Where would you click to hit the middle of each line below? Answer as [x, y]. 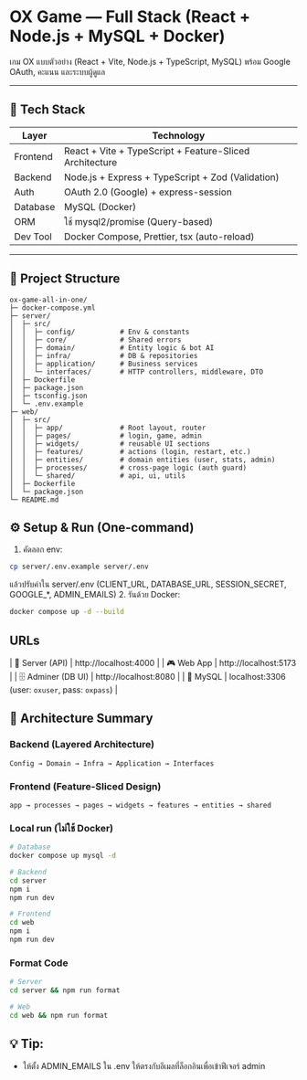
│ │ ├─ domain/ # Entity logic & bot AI [112, 348]
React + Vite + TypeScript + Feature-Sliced [157, 151]
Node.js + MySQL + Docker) [117, 36]
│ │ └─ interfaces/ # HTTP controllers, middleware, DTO [136, 372]
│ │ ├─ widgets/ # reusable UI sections [110, 444]
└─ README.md [34, 500]
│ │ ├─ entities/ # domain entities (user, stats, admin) [143, 460]
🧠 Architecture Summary [81, 719]
